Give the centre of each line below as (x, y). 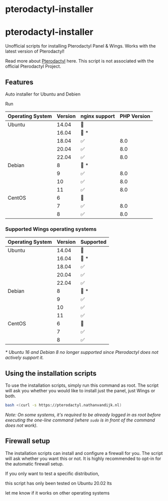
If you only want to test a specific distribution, (52, 473)
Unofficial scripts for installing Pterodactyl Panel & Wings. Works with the (80, 46)
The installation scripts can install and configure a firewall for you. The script (84, 453)
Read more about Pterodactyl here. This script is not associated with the (79, 61)
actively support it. (24, 358)
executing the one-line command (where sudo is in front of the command (80, 420)
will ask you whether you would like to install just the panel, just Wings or (80, 391)
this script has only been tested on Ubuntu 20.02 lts (58, 483)
